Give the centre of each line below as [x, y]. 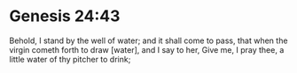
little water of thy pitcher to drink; [70, 59]
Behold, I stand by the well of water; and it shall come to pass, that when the [148, 40]
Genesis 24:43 [65, 16]
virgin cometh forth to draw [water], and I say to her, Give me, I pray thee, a [147, 49]
